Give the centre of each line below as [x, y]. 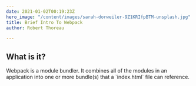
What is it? [26, 56]
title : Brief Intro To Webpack [44, 22]
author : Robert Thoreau [35, 28]
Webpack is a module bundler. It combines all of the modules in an [87, 71]
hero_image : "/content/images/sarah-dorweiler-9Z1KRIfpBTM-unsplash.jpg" [99, 17]
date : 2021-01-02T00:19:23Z [41, 11]
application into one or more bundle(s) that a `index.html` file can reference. [98, 77]
